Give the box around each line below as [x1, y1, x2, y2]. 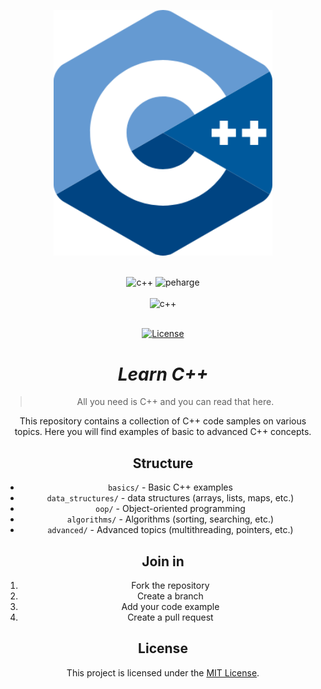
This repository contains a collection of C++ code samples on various [19, 415, 307, 427]
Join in [141, 553, 185, 570]
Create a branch [136, 590, 204, 602]
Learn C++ [117, 363, 209, 385]
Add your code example [121, 601, 220, 613]
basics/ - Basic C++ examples [107, 481, 233, 494]
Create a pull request [127, 611, 214, 624]
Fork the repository [131, 580, 210, 592]
